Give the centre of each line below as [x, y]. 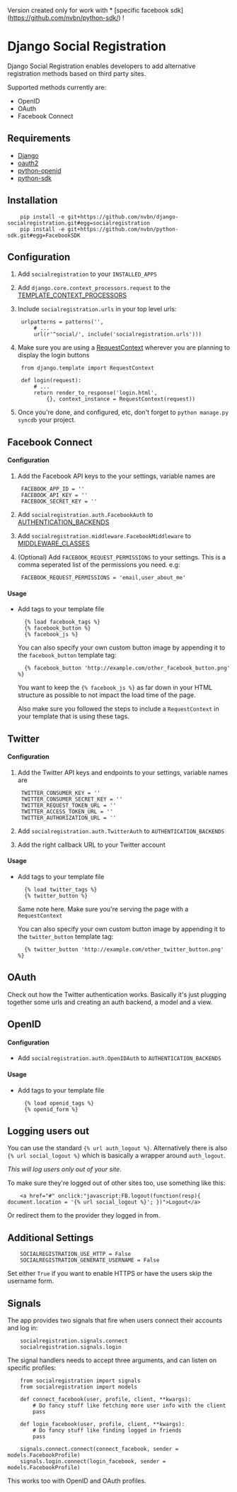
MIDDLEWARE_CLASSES [53, 543]
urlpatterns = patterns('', [62, 322]
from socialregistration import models [79, 1387]
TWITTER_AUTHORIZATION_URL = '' [69, 818]
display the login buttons [53, 355]
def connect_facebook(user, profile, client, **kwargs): [106, 1400]
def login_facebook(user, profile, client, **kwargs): [103, 1425]
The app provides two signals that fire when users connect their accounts [115, 1320]
